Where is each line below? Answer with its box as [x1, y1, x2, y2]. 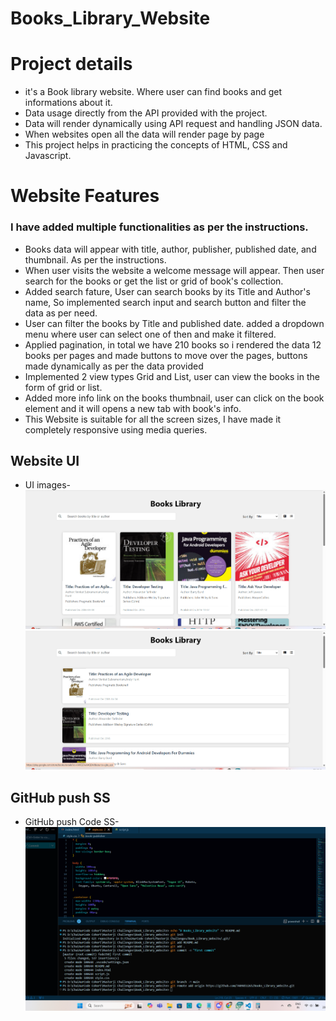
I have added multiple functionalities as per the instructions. [10, 220, 309, 234]
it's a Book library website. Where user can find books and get [24, 86, 283, 98]
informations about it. [24, 97, 113, 109]
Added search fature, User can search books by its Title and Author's [24, 285, 311, 297]
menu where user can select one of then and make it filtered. [24, 328, 277, 340]
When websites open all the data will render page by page [24, 128, 265, 141]
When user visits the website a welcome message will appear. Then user [24, 264, 325, 276]
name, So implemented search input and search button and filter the [24, 296, 307, 308]
